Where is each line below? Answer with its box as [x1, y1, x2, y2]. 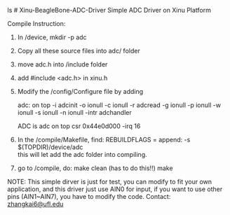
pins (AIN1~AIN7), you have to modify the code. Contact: [7, 193, 171, 200]
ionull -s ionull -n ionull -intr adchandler [17, 109, 132, 116]
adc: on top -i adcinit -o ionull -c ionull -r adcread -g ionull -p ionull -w [17, 101, 221, 109]
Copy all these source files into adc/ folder [17, 47, 140, 55]
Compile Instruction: [7, 20, 66, 27]
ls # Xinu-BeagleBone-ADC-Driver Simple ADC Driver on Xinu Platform [7, 6, 212, 14]
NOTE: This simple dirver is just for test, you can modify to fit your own [7, 178, 212, 186]
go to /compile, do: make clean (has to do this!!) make [17, 164, 173, 172]
